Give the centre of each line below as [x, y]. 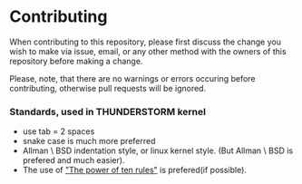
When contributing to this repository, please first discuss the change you [145, 42]
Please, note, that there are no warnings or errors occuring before [132, 78]
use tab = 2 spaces [58, 131]
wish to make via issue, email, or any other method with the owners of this [148, 51]
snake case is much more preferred [89, 141]
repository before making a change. [76, 61]
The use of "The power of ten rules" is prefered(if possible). [135, 170]
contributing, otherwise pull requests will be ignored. [108, 88]
